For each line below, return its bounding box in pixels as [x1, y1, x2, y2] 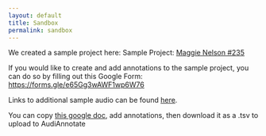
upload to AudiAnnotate [8, 119, 86, 129]
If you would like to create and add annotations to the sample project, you [8, 63, 249, 73]
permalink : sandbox [8, 26, 73, 34]
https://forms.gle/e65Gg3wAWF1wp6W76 [8, 80, 145, 89]
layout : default [8, 11, 62, 20]
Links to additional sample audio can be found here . [8, 96, 178, 105]
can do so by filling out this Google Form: [8, 72, 143, 81]
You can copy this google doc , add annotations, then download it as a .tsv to [8, 111, 259, 120]
